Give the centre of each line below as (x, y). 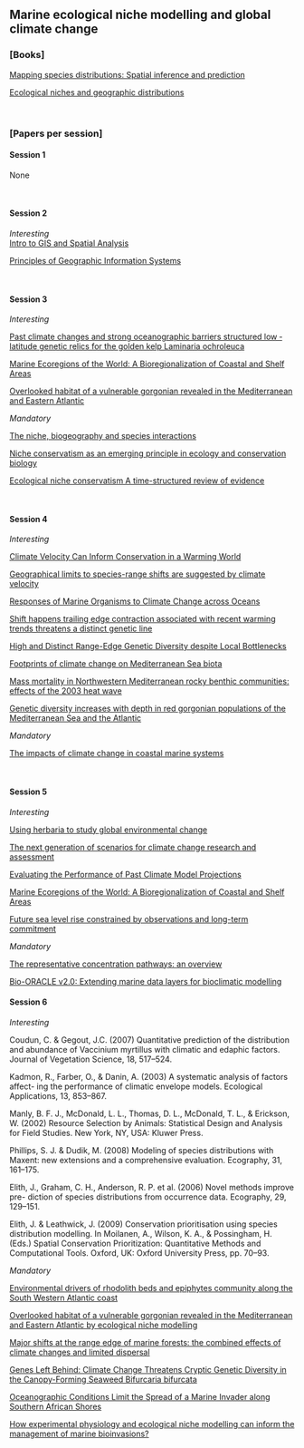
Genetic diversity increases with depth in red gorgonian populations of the (148, 709)
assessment (32, 857)
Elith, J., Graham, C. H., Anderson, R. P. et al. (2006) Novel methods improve (152, 1187)
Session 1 (28, 155)
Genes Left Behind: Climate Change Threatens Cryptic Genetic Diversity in (148, 1369)
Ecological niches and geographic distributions (97, 92)
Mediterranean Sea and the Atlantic (76, 718)
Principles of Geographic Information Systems (95, 261)
